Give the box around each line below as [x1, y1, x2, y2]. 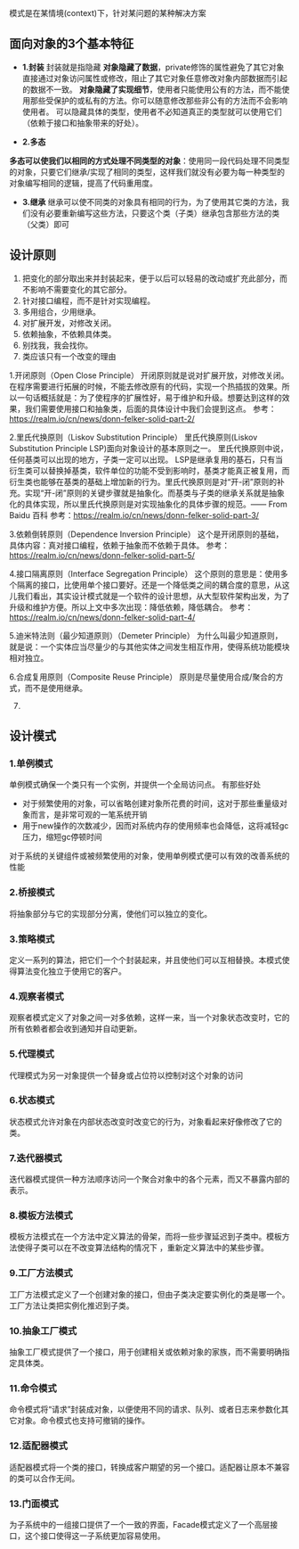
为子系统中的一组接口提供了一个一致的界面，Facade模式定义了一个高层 [9, 1519, 271, 1529]
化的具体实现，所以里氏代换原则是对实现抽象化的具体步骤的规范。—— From [9, 498, 287, 509]
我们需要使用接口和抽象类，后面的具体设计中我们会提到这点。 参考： [24, 403, 277, 414]
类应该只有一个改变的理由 [21, 350, 117, 361]
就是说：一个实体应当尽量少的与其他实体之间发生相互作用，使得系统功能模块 [9, 641, 290, 652]
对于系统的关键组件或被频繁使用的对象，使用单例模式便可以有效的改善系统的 [9, 851, 290, 861]
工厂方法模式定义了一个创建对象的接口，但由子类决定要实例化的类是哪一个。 [9, 1289, 290, 1299]
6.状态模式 [9, 1094, 55, 1107]
